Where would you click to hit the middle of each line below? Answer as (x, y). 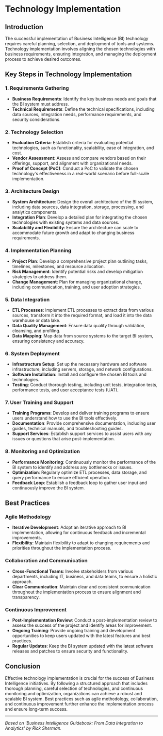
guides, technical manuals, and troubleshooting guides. (67, 429)
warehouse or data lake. (36, 320)
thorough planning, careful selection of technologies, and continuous (74, 688)
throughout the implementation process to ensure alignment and (76, 592)
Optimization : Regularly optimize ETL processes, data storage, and (79, 472)
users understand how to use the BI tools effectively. (65, 418)
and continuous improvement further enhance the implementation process (79, 704)
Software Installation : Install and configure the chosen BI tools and (79, 374)
